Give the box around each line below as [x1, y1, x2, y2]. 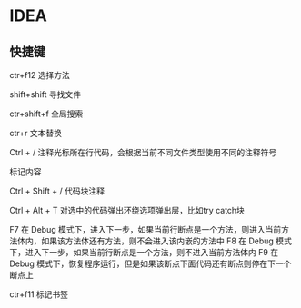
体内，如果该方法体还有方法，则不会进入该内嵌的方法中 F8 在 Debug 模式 [16, 235, 293, 246]
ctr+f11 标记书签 [9, 289, 69, 300]
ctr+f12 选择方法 [9, 70, 70, 80]
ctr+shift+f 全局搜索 [9, 108, 84, 119]
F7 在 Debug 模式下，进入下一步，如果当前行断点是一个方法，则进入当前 [9, 224, 282, 234]
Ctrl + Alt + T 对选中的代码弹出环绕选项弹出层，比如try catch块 [9, 205, 246, 215]
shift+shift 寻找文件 [9, 89, 82, 100]
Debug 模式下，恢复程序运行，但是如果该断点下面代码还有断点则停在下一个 [9, 258, 292, 269]
